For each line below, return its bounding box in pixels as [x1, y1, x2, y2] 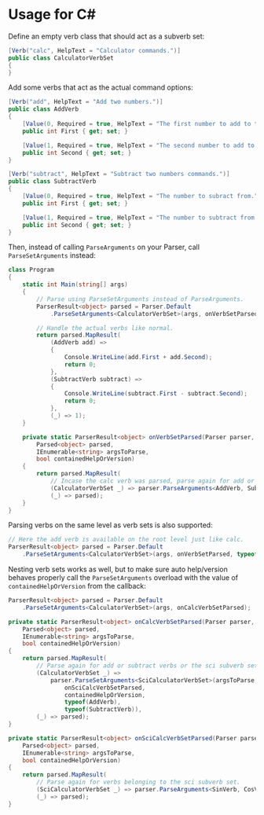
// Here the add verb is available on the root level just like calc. [8, 536, 244, 544]
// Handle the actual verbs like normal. [36, 324, 174, 332]
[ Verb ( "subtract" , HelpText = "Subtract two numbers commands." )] [8, 171, 230, 178]
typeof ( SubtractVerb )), [64, 706, 143, 714]
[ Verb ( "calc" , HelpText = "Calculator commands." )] [8, 46, 181, 54]
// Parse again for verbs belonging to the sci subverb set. [36, 778, 241, 787]
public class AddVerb [8, 105, 79, 113]
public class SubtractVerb [8, 178, 97, 185]
